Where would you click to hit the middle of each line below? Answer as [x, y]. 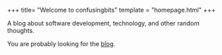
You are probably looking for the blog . [61, 44]
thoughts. [21, 31]
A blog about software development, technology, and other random [103, 23]
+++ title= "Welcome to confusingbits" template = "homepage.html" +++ [111, 10]
